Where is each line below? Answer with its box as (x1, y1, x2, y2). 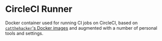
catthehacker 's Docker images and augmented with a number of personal (5, 25, 157, 31)
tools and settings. (5, 30, 44, 36)
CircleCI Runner (5, 3, 73, 15)
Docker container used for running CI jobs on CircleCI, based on (5, 20, 138, 26)
